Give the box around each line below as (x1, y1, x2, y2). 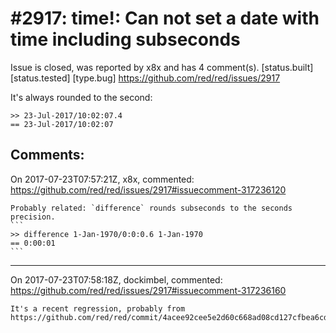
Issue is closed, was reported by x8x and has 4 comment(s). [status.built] (10, 61, 314, 73)
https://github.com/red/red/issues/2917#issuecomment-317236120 (10, 183, 287, 196)
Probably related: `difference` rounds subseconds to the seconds (10, 203, 293, 213)
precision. (10, 212, 56, 222)
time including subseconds (10, 28, 241, 51)
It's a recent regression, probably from (10, 303, 186, 314)
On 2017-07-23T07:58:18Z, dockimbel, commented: (10, 273, 223, 286)
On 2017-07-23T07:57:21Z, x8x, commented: (10, 173, 195, 185)
